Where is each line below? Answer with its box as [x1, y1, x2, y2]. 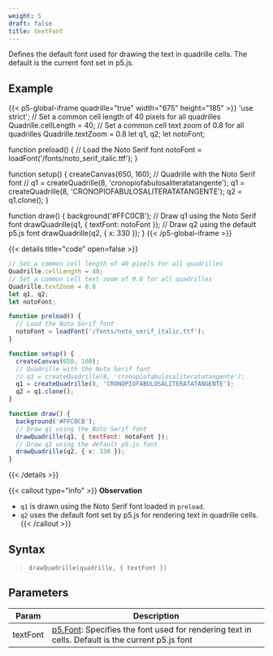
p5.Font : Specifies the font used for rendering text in [51, 623, 252, 635]
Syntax [8, 542, 45, 556]
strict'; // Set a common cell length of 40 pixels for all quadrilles [8, 112, 221, 122]
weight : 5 [8, 11, 42, 20]
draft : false [8, 20, 53, 28]
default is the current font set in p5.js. [8, 58, 134, 68]
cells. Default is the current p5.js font [51, 634, 193, 645]
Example [8, 81, 54, 95]
